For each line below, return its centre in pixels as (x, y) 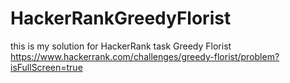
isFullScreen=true (46, 67)
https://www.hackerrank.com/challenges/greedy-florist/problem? (145, 56)
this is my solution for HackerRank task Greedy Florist (121, 46)
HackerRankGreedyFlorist (121, 18)
